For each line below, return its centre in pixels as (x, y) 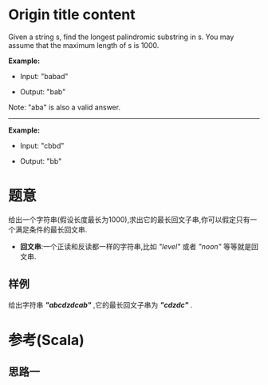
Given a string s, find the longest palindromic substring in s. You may (121, 37)
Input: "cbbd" (42, 145)
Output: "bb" (41, 161)
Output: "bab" (43, 91)
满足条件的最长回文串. (51, 229)
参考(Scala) (47, 340)
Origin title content (72, 15)
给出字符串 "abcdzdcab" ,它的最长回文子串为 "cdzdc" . (100, 304)
